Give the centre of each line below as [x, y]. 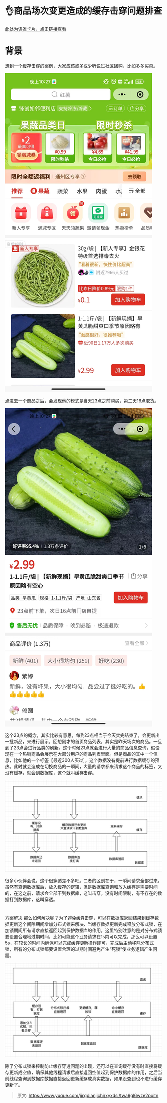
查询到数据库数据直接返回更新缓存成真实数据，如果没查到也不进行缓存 [90, 1079]
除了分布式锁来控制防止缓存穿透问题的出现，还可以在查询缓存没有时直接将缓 [83, 1066]
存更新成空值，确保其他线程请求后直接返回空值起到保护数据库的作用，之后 [81, 1072]
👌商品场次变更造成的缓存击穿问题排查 [84, 11]
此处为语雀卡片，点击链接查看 [36, 29]
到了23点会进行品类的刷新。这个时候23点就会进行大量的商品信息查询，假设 [83, 748]
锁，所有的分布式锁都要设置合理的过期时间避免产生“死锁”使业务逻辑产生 [79, 949]
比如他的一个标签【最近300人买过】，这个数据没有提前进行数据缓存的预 [86, 760]
